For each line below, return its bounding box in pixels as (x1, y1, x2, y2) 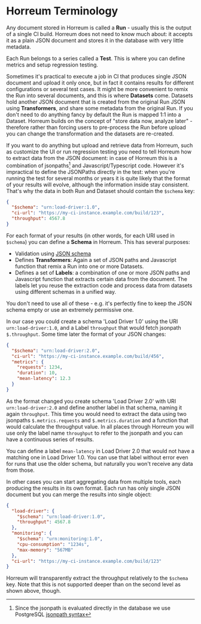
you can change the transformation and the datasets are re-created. (6, 130, 175, 137)
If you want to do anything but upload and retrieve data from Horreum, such (6, 141, 193, 149)
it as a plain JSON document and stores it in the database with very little (6, 37, 184, 44)
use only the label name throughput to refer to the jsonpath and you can (6, 429, 183, 436)
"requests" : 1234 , (17, 364, 63, 370)
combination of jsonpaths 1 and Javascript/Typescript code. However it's (6, 161, 184, 169)
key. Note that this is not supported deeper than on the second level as (6, 581, 181, 588)
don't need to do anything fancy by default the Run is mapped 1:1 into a (6, 111, 181, 118)
